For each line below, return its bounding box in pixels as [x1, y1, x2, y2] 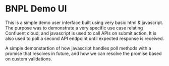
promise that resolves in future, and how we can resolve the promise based [5, 50, 162, 56]
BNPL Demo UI [5, 3, 67, 14]
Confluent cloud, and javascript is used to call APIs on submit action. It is [5, 30, 156, 36]
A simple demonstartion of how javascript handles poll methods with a [5, 45, 151, 51]
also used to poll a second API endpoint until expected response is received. [5, 35, 164, 41]
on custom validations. [5, 55, 52, 61]
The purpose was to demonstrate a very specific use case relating [5, 24, 143, 30]
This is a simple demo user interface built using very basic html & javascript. [5, 19, 163, 25]
